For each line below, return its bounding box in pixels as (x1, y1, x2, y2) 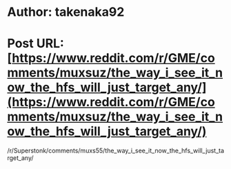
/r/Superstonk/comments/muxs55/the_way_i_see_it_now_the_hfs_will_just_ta (7, 146, 225, 155)
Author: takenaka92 (7, 4, 125, 20)
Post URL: (7, 36, 64, 52)
